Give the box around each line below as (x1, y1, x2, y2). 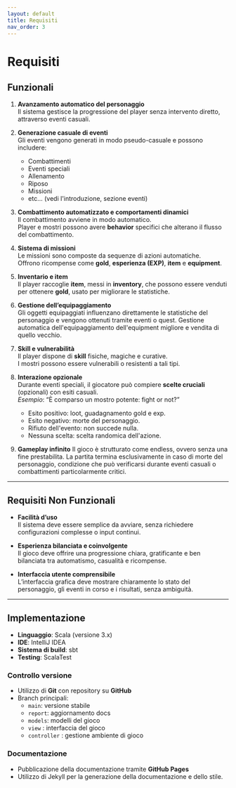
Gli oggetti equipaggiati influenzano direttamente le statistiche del (17, 308, 209, 317)
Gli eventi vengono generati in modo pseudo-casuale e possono (17, 136, 204, 145)
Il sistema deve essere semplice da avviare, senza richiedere (17, 520, 194, 529)
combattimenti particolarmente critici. (17, 468, 126, 476)
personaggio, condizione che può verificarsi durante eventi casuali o (17, 460, 216, 468)
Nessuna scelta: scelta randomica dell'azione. (27, 431, 162, 440)
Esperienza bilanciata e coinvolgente (17, 541, 128, 550)
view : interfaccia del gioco (27, 724, 105, 733)
